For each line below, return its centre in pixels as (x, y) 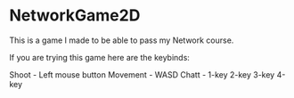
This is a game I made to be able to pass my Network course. (122, 40)
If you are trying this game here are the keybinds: (99, 57)
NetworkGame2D (75, 16)
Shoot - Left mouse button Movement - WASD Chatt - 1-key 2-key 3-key (142, 74)
